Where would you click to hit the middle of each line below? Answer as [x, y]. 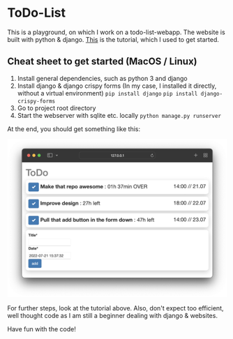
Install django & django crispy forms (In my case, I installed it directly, [117, 86]
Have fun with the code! [42, 329]
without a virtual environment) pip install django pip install [107, 93]
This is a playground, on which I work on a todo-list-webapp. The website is [116, 32]
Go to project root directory [57, 108]
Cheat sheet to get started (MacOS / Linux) [102, 62]
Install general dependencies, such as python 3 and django [102, 78]
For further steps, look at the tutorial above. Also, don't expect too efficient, [115, 308]
